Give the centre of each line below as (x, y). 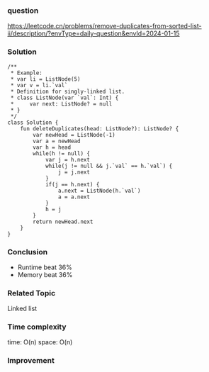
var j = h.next (68, 159)
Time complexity (37, 327)
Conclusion (28, 252)
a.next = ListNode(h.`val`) (99, 191)
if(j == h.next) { (72, 184)
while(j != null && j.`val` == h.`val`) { (109, 166)
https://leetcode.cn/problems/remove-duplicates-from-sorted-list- (104, 26)
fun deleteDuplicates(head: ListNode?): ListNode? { (100, 129)
